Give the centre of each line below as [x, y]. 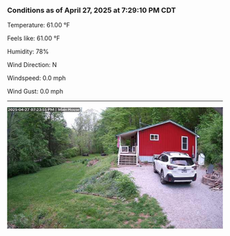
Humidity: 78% [28, 52]
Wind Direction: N [32, 65]
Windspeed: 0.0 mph [37, 78]
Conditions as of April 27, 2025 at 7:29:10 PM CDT [92, 10]
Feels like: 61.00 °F [34, 38]
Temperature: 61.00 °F [39, 25]
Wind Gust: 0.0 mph [35, 92]
